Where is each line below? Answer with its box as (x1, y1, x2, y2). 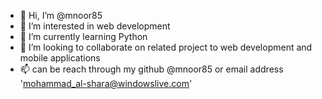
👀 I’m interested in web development (19, 20, 171, 32)
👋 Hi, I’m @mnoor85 (19, 10, 103, 21)
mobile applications (19, 52, 101, 64)
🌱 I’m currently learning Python (19, 31, 148, 42)
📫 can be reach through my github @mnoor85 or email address (19, 63, 284, 75)
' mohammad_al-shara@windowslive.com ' (19, 78, 193, 89)
